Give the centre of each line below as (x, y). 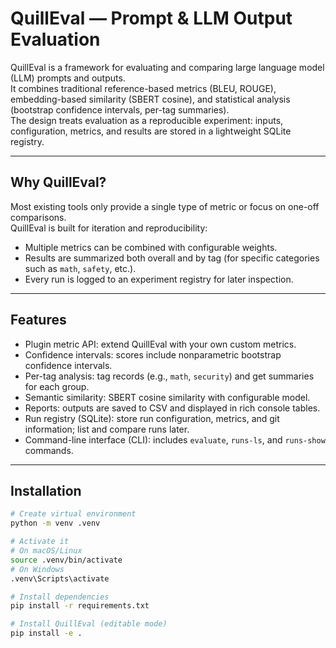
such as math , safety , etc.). (80, 268)
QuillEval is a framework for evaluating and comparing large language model (167, 67)
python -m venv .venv (55, 523)
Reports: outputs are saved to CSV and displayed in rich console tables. (172, 408)
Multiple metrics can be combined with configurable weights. (151, 247)
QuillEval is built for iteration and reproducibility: (109, 228)
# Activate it (40, 542)
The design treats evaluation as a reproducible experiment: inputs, (147, 120)
